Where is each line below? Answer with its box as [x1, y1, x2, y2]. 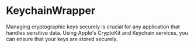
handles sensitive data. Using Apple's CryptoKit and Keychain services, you [6, 29, 189, 36]
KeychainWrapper [6, 4, 96, 17]
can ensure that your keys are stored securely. [6, 35, 118, 42]
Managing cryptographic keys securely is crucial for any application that [6, 23, 180, 30]
